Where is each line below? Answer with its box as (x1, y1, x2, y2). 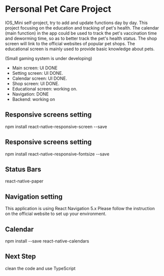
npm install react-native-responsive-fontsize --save (5, 151, 110, 157)
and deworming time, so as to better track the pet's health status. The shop (5, 35, 157, 41)
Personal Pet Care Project (5, 3, 112, 15)
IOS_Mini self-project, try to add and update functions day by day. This (5, 20, 148, 26)
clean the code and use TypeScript (5, 265, 76, 271)
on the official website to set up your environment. (5, 211, 107, 217)
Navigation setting (5, 192, 63, 201)
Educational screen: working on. (12, 86, 77, 92)
